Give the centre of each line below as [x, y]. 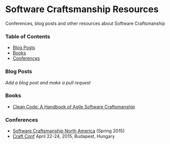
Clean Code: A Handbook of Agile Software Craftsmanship [74, 106]
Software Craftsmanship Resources [82, 9]
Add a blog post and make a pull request [48, 83]
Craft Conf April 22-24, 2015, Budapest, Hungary [64, 136]
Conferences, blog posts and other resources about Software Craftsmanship [85, 23]
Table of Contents [28, 37]
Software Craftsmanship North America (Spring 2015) [69, 131]
